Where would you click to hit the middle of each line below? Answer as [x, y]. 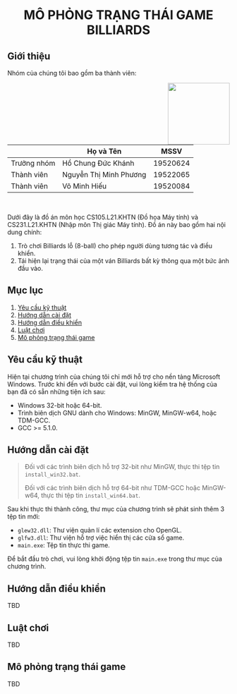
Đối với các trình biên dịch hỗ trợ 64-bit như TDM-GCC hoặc [113, 488]
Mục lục [25, 290]
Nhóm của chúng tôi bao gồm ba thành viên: [72, 73]
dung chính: [25, 232]
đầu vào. [30, 268]
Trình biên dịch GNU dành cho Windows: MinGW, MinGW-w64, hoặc [117, 413]
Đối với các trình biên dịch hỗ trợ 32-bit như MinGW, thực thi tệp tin [122, 467]
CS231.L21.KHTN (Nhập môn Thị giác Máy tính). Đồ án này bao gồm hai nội [116, 225]
